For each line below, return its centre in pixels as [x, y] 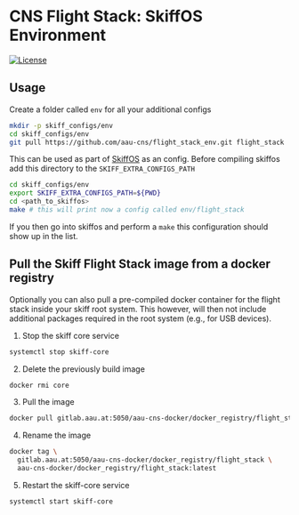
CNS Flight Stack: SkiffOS [106, 16]
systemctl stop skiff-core [59, 352]
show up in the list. [44, 236]
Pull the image [48, 402]
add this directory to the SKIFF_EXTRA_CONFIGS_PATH [102, 169]
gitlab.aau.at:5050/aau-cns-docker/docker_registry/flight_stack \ [145, 460]
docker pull [31, 418]
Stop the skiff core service [71, 335]
